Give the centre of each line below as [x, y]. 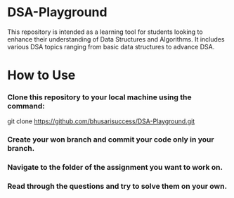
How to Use [41, 75]
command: [26, 106]
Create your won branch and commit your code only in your [111, 140]
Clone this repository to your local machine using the [99, 97]
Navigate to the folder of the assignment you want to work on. [115, 168]
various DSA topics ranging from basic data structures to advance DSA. [111, 47]
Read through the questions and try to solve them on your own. [117, 186]
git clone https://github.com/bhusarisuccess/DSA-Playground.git [101, 121]
